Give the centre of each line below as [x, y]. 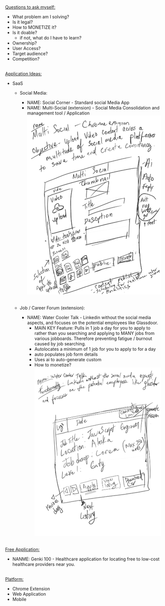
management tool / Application [58, 113]
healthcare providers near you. [44, 564]
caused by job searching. [60, 343]
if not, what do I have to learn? [50, 38]
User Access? [26, 48]
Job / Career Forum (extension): [52, 308]
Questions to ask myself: [30, 7]
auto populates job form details [66, 354]
